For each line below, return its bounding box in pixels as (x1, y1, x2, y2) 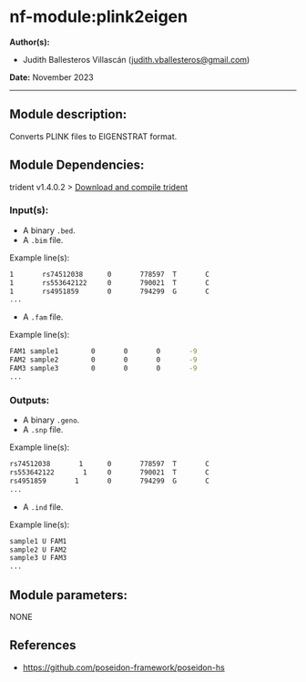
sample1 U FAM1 (9, 536, 67, 545)
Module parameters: (9, 587, 128, 603)
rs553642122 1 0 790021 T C (9, 468, 209, 477)
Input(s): (9, 204, 49, 217)
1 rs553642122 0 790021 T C (9, 278, 209, 288)
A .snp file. (22, 424, 64, 435)
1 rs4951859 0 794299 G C (9, 287, 209, 296)
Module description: (9, 107, 127, 122)
